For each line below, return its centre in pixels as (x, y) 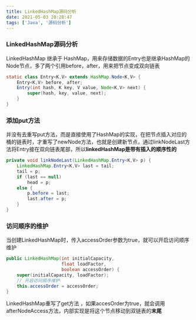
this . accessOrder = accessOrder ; (58, 286)
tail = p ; (29, 171)
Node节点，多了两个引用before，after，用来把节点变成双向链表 (83, 66)
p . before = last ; (48, 193)
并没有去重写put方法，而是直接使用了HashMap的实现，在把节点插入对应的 (97, 135)
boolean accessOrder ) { (90, 270)
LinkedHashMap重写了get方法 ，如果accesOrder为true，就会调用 (86, 303)
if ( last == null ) (39, 177)
